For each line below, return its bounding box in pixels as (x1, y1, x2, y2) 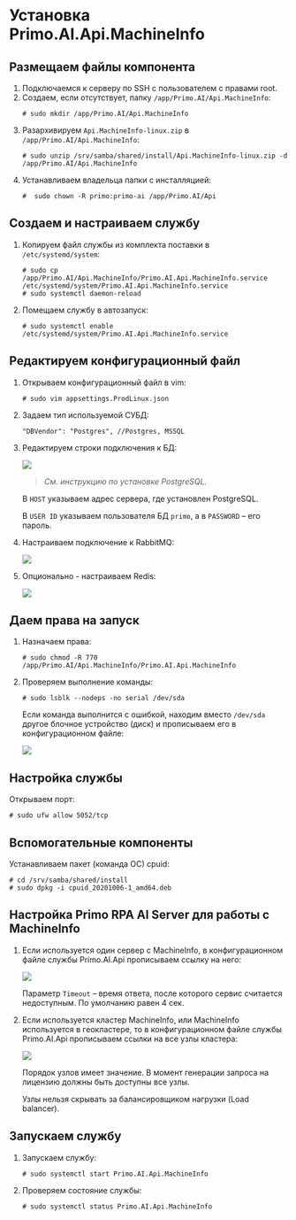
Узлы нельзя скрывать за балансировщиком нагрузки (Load (21, 1093, 249, 1104)
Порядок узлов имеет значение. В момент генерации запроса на (21, 1067, 269, 1077)
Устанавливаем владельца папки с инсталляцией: (21, 174, 212, 185)
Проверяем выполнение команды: (21, 676, 153, 687)
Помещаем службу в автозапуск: (21, 305, 148, 315)
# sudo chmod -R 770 (21, 653, 98, 662)
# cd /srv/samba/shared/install (9, 876, 128, 885)
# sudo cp (21, 266, 59, 274)
